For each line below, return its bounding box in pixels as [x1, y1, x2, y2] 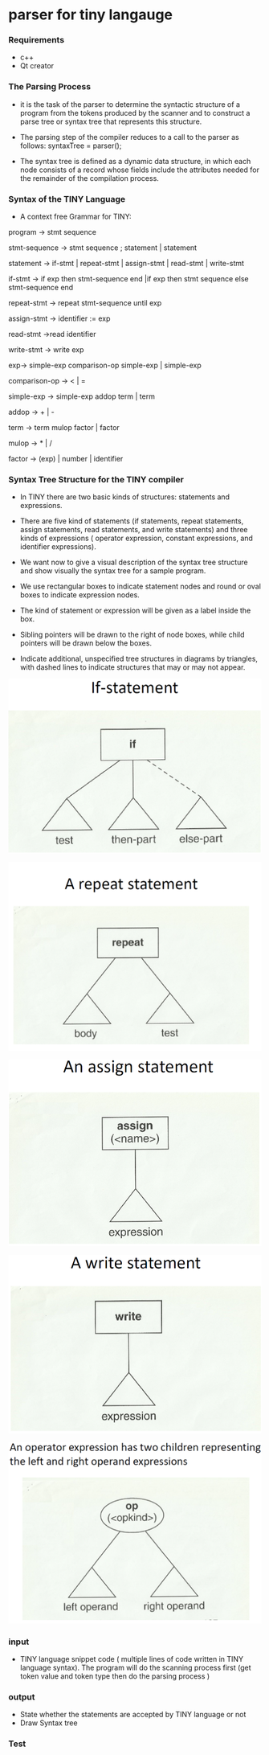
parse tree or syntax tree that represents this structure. [19, 117, 202, 126]
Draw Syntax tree [19, 1718, 78, 1728]
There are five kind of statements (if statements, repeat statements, [19, 516, 244, 526]
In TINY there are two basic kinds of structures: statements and [19, 492, 230, 502]
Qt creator [19, 61, 55, 71]
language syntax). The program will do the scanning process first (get [19, 1663, 251, 1672]
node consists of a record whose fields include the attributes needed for [19, 165, 259, 174]
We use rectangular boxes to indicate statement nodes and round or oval [19, 581, 261, 592]
